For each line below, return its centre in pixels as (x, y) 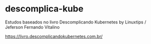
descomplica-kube (44, 9)
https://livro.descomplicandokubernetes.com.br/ (54, 36)
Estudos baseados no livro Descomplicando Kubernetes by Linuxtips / (76, 22)
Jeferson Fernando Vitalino (32, 27)
